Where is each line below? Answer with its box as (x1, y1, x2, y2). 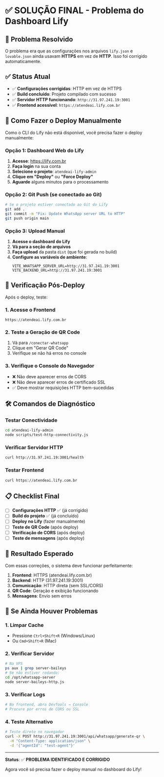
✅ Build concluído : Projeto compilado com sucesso (12, 91, 116, 97)
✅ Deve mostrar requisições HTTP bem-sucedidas (12, 385, 114, 390)
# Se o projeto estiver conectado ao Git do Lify (5, 202, 108, 207)
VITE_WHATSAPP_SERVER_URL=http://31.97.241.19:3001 (12, 264, 120, 269)
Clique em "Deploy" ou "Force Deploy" (12, 174, 94, 180)
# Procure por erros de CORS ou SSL (5, 707, 80, 712)
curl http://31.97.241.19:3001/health (5, 455, 84, 460)
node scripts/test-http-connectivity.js (5, 433, 89, 437)
